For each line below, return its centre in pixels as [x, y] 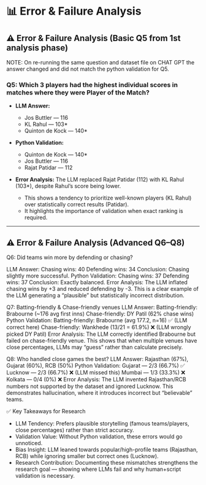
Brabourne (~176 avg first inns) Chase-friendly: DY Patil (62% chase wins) [100, 314]
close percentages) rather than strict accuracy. [74, 430]
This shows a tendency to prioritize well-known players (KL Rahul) [108, 198]
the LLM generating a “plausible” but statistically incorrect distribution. [95, 295]
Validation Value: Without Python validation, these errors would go [99, 437]
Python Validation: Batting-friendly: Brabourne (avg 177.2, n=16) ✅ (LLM [97, 320]
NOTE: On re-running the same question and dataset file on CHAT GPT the [101, 62]
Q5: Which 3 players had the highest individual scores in [92, 85]
